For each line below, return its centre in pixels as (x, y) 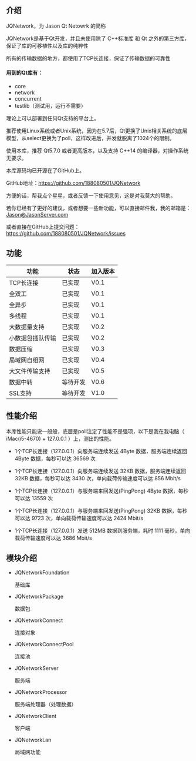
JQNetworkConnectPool (44, 644)
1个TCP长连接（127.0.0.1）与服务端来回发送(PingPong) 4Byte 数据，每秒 (102, 491)
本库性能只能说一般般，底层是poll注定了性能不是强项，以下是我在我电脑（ (95, 431)
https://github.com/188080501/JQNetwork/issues (66, 234)
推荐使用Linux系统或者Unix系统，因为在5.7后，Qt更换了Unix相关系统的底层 (97, 131)
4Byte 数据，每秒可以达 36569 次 (55, 458)
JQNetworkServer (36, 668)
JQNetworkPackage (39, 597)
